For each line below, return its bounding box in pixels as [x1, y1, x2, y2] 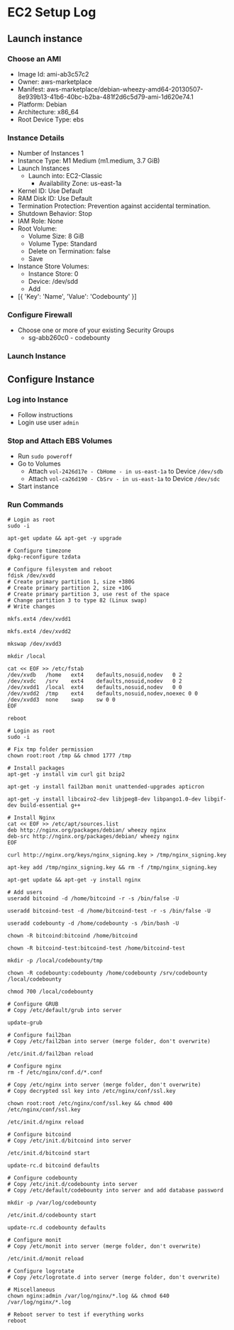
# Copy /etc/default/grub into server [7, 1006, 122, 1013]
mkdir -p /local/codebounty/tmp [7, 957, 103, 964]
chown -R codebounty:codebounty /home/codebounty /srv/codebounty [7, 969, 208, 977]
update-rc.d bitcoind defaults [7, 1162, 100, 1169]
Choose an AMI [7, 54, 62, 64]
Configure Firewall [7, 310, 72, 320]
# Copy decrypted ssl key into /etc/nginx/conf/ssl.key [7, 1087, 176, 1094]
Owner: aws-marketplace [17, 77, 92, 86]
